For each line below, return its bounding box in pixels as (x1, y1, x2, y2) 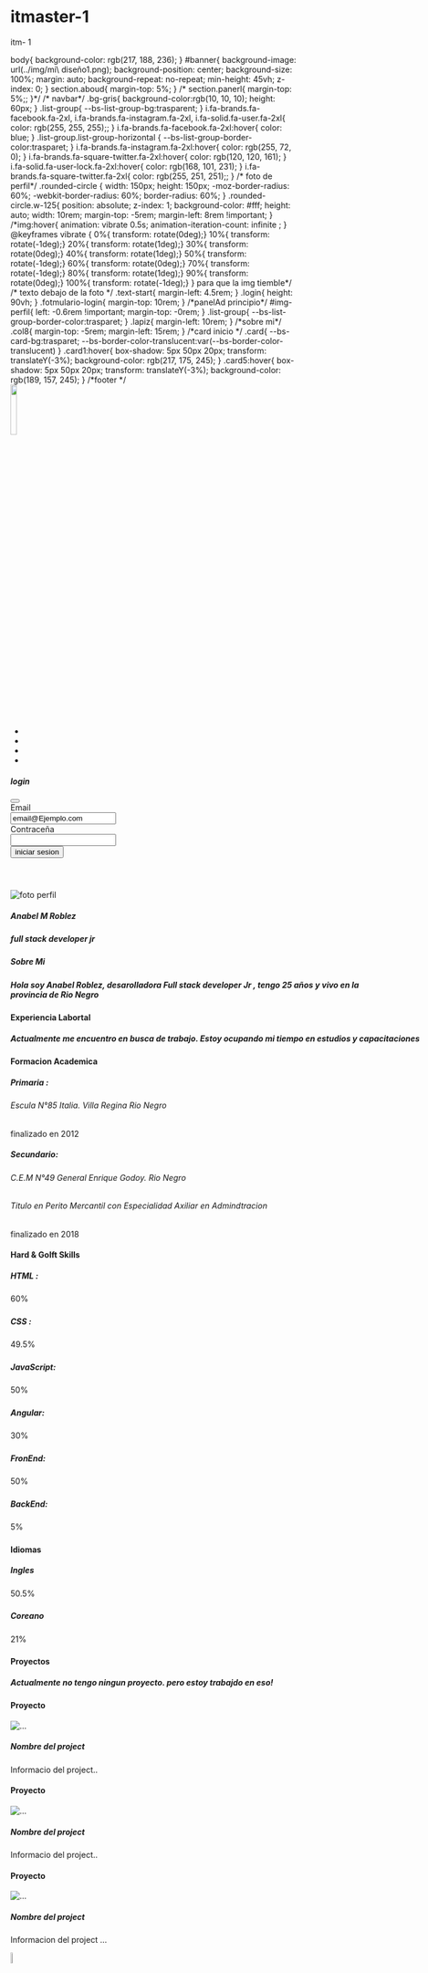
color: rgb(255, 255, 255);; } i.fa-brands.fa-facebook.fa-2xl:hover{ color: (10, 121, 282, 133)
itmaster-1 (10, 6, 89, 27)
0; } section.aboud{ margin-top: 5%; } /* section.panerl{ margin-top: (35, 83, 293, 94)
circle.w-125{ (10, 199, 60, 211)
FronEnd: (10, 1453, 47, 1464)
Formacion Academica (10, 1056, 99, 1067)
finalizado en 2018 (10, 1228, 80, 1239)
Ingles (10, 1565, 35, 1576)
